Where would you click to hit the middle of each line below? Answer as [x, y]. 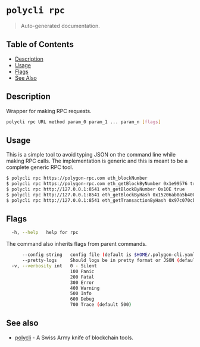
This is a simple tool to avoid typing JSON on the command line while [91, 155]
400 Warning [85, 288]
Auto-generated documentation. [60, 26]
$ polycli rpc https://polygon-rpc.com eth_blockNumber [77, 178]
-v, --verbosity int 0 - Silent [54, 266]
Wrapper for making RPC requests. [49, 111]
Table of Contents [40, 44]
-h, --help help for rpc [45, 233]
